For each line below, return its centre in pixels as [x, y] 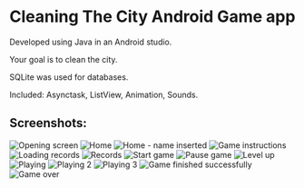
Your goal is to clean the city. [64, 59]
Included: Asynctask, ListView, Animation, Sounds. [104, 94]
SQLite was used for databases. [69, 77]
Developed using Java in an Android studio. [91, 42]
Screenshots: [49, 123]
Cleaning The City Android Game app [152, 17]
